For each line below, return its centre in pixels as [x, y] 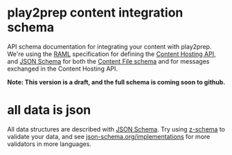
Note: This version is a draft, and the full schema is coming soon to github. [116, 82]
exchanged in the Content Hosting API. [63, 69]
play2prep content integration [95, 13]
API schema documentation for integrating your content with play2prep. [109, 46]
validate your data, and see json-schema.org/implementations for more [109, 136]
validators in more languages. [50, 144]
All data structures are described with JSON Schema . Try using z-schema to [116, 129]
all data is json [49, 110]
